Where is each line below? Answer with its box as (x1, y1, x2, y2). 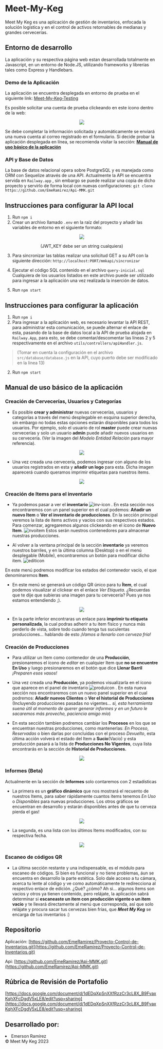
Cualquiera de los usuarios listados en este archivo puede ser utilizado (12, 273, 154, 278)
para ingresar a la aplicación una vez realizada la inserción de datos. (12, 277, 149, 283)
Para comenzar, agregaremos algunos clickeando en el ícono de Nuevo (12, 522, 156, 528)
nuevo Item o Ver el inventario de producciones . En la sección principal (12, 512, 158, 517)
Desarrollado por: (5, 1020, 59, 1029)
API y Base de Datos (5, 156, 54, 163)
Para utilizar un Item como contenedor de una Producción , (12, 654, 130, 661)
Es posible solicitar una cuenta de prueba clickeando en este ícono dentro (5, 105, 154, 111)
